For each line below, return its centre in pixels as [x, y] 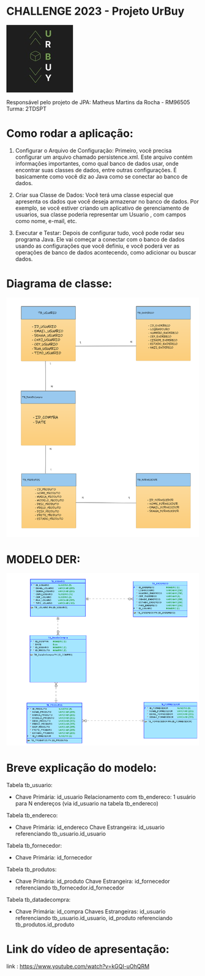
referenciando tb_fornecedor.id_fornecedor [69, 888]
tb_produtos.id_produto [45, 925]
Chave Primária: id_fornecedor [54, 858]
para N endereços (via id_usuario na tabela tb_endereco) [87, 804]
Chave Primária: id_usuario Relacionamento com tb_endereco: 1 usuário [105, 797]
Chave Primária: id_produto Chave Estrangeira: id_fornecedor [92, 882]
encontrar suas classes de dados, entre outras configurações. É [96, 170]
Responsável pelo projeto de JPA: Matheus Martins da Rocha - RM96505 [98, 102]
